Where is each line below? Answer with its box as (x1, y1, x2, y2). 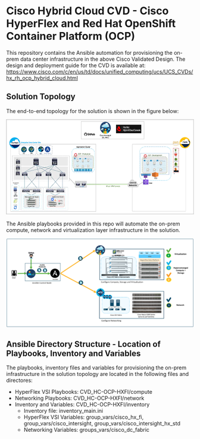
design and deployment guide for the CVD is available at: (6, 61, 146, 69)
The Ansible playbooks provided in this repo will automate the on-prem (6, 220, 180, 227)
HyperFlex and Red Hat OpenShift (6, 17, 176, 30)
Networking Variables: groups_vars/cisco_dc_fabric (23, 427, 150, 434)
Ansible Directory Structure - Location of (6, 339, 161, 349)
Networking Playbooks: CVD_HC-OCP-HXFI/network (14, 394, 145, 402)
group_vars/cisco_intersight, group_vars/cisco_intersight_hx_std (23, 420, 180, 427)
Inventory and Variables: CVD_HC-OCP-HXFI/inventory (14, 401, 150, 408)
